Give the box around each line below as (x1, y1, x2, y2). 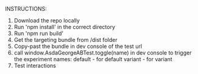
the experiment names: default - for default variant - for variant (13, 56, 172, 62)
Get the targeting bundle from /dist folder (13, 36, 118, 43)
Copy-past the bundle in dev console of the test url (13, 42, 143, 50)
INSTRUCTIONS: (5, 5, 47, 12)
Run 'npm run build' (13, 30, 64, 37)
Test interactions (13, 62, 57, 69)
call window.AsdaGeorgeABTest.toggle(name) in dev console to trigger (13, 49, 192, 56)
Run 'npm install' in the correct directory (13, 24, 116, 30)
